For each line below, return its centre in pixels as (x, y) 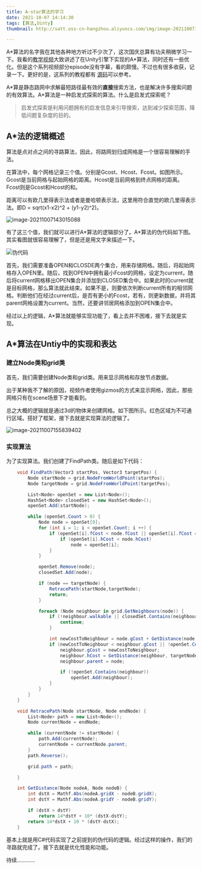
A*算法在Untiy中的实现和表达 (62, 344)
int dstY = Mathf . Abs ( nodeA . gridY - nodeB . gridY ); (93, 800)
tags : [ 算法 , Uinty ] (30, 23)
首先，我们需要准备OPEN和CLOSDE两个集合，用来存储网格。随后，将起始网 (100, 266)
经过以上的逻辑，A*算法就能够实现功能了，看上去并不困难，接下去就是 (94, 316)
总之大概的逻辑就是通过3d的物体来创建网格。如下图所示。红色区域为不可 (96, 410)
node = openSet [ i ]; (95, 545)
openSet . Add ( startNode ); (59, 506)
